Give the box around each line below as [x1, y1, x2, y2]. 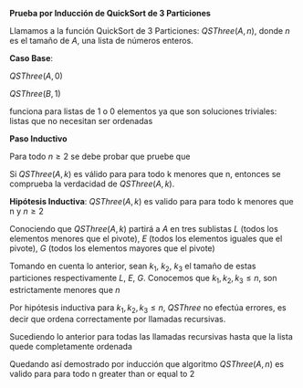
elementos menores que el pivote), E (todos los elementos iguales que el [9, 233, 283, 244]
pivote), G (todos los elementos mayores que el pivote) [9, 243, 216, 254]
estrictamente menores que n [9, 284, 120, 295]
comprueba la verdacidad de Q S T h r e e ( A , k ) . [9, 178, 175, 189]
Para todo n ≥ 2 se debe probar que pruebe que [9, 151, 191, 162]
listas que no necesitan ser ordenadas [9, 116, 153, 126]
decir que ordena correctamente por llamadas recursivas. [9, 314, 226, 325]
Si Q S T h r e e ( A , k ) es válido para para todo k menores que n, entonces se [9, 169, 281, 179]
